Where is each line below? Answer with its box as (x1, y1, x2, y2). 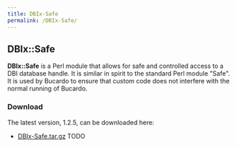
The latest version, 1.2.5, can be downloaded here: (7, 118, 154, 127)
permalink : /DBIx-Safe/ (7, 17, 78, 24)
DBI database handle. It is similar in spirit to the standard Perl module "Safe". (7, 69, 231, 78)
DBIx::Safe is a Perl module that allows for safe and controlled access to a (7, 61, 224, 71)
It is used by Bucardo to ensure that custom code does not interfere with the (7, 77, 230, 86)
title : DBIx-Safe (7, 10, 59, 18)
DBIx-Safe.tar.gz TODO (17, 131, 86, 140)
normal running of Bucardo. (7, 84, 88, 93)
